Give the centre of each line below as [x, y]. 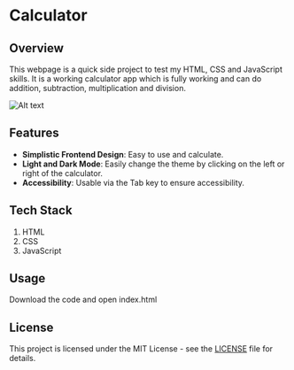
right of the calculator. [62, 173]
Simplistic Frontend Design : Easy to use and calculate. [123, 154]
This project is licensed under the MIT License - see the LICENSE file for [141, 349]
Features [34, 133]
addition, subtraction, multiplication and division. [97, 88]
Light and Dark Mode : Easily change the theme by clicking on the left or [153, 164]
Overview [37, 48]
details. [23, 358]
